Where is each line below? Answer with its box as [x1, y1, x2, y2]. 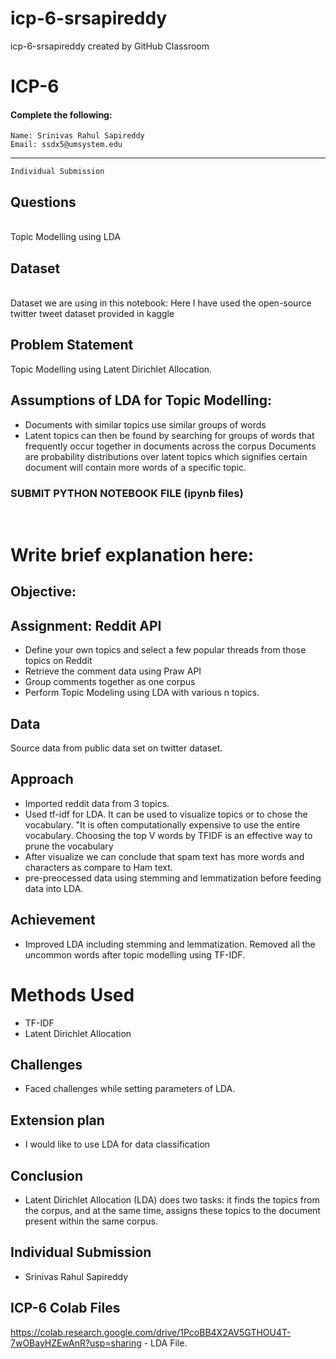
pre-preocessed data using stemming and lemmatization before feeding [24, 872, 322, 884]
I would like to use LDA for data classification [24, 1138, 211, 1151]
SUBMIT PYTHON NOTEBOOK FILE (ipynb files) [10, 486, 244, 500]
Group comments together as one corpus [24, 676, 196, 688]
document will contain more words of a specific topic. [24, 461, 247, 473]
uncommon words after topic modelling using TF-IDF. [24, 948, 246, 961]
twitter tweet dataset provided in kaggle [10, 307, 175, 319]
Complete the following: [10, 108, 113, 121]
